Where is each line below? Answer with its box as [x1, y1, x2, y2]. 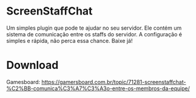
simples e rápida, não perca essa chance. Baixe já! [6, 37, 133, 44]
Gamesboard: [6, 78, 41, 85]
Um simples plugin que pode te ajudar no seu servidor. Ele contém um [6, 24, 182, 31]
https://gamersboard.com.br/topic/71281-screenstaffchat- [41, 78, 186, 85]
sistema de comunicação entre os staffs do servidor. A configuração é [6, 30, 182, 38]
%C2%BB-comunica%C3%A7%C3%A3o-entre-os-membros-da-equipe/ [6, 85, 190, 92]
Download [6, 59, 59, 72]
